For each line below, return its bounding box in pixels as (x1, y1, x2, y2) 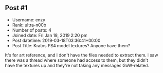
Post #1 (5, 4, 28, 12)
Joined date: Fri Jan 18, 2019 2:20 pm (12, 32, 88, 38)
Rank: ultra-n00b (12, 22, 47, 28)
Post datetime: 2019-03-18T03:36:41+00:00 (12, 37, 101, 43)
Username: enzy (12, 17, 45, 22)
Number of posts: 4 (12, 27, 52, 33)
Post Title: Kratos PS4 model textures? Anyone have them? (12, 42, 130, 48)
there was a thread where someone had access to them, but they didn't (5, 57, 148, 63)
